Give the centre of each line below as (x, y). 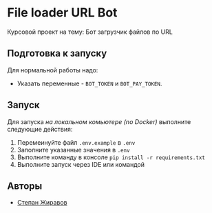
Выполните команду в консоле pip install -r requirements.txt (111, 157)
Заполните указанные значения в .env (73, 150)
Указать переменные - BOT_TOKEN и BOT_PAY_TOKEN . (89, 83)
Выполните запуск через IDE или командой (81, 164)
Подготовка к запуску (57, 53)
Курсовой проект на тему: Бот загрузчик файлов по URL (90, 32)
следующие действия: (40, 129)
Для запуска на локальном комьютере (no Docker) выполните (99, 121)
